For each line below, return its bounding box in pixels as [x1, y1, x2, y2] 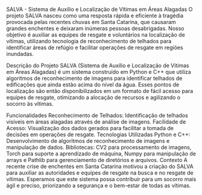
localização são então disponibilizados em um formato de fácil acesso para [6, 88, 194, 94]
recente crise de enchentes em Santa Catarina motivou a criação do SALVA [6, 163, 194, 170]
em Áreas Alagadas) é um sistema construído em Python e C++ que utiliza [6, 68, 191, 75]
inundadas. [6, 50, 34, 57]
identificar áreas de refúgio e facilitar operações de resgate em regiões [6, 44, 183, 51]
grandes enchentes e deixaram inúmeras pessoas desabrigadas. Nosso [6, 25, 185, 32]
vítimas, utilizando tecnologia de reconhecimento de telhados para [6, 38, 172, 44]
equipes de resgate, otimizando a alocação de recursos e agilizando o [6, 94, 181, 101]
